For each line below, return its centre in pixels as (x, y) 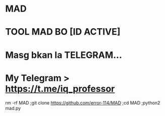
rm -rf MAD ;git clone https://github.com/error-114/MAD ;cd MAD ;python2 (83, 103)
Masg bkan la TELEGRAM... (64, 55)
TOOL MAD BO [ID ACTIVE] (63, 32)
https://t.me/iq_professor (60, 89)
